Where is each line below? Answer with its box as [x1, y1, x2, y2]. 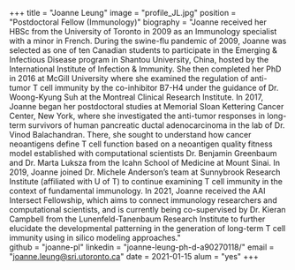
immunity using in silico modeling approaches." [9, 233, 181, 243]
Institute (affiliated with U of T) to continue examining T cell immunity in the [9, 176, 283, 186]
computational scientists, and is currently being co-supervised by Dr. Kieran [9, 205, 286, 214]
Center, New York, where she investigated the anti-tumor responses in [9, 110, 265, 121]
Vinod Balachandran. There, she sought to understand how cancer [9, 130, 252, 139]
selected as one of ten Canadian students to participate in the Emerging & [9, 45, 278, 56]
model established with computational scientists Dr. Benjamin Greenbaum [9, 148, 277, 158]
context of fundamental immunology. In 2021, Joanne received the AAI [9, 185, 266, 196]
